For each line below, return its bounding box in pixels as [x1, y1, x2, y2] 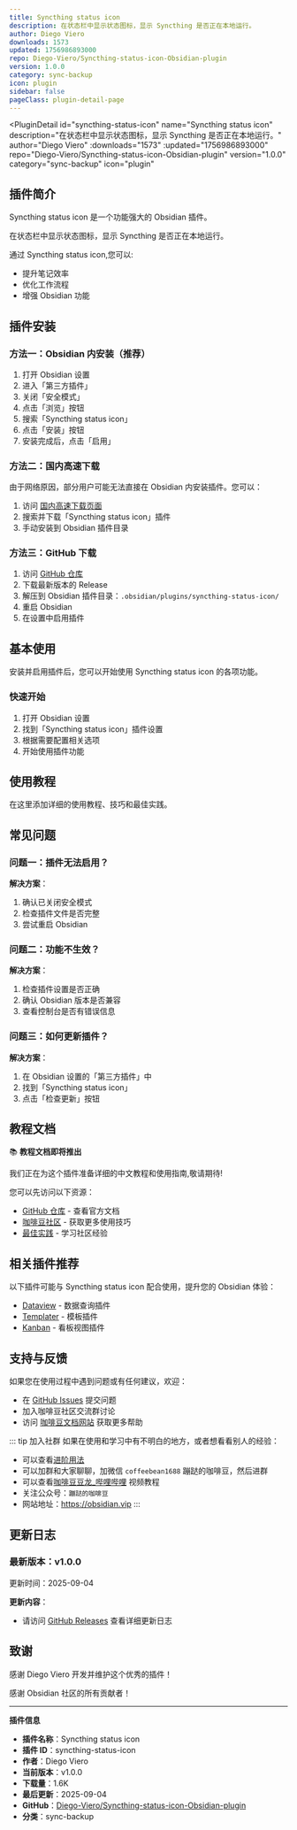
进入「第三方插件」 [21, 380, 93, 390]
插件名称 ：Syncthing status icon [21, 1734, 141, 1744]
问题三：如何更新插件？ [9, 1030, 109, 1042]
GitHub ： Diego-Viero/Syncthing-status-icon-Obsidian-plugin [21, 1800, 247, 1811]
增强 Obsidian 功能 [21, 290, 90, 301]
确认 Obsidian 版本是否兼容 [21, 995, 121, 1005]
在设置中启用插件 [21, 612, 85, 624]
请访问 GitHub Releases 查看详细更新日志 [21, 1615, 172, 1626]
